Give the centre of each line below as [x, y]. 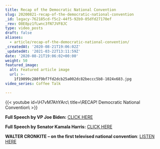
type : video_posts [24, 28]
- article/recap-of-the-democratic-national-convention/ [70, 42]
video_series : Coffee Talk [33, 83]
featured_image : [22, 65]
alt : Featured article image [40, 70]
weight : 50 [16, 61]
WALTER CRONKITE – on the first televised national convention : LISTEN [80, 136]
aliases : [14, 38]
